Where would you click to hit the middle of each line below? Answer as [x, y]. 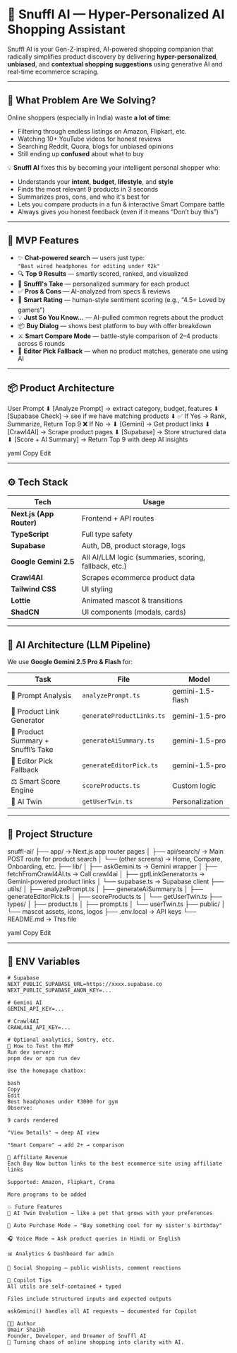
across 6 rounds [41, 343]
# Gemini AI [25, 1003]
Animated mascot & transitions [132, 600]
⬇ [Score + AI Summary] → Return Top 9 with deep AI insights [98, 440]
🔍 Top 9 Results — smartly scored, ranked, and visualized [103, 273]
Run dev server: [31, 1052]
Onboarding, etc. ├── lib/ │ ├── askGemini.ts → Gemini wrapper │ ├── [113, 866]
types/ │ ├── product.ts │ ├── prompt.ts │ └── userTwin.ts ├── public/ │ [116, 904]
